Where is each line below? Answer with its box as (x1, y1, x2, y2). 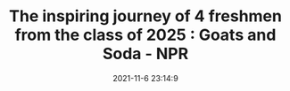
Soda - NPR (102, 44, 189, 64)
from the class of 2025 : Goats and (14, 25, 277, 45)
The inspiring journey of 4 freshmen (8, 6, 283, 27)
